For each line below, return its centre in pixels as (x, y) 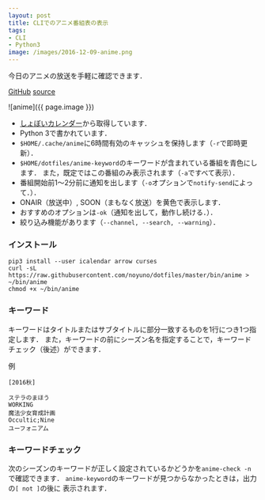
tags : (17, 30)
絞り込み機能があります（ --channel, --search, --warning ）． (119, 222)
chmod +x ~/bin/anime (44, 290)
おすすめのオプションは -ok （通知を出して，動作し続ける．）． (118, 212)
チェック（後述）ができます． (57, 349)
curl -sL (23, 269)
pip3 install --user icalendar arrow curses (83, 262)
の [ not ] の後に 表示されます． (60, 488)
